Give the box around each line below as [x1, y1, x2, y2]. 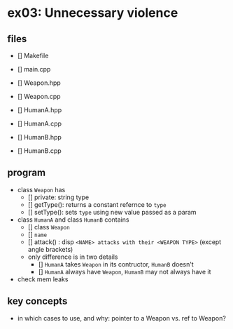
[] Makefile [17, 51, 49, 60]
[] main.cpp [17, 65, 51, 73]
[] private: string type [27, 193, 90, 201]
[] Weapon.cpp [17, 93, 61, 100]
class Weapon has [17, 185, 66, 194]
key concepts [7, 295, 68, 307]
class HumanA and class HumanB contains [17, 215, 129, 224]
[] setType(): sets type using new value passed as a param [27, 208, 197, 216]
